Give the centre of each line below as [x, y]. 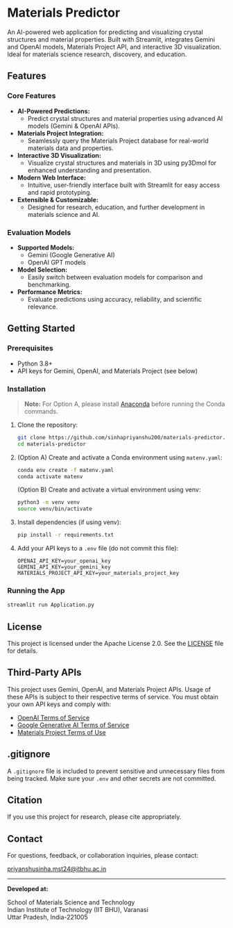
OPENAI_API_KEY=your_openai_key [64, 561]
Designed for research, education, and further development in [116, 207]
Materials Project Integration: [60, 133]
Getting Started [41, 328]
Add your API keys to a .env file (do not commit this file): [98, 548]
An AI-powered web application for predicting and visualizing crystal [105, 32]
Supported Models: [46, 247]
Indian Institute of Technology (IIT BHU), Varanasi [78, 910]
